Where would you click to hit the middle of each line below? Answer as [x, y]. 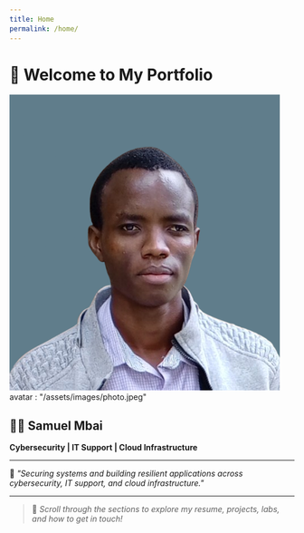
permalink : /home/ [44, 29]
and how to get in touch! [77, 519]
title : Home [32, 19]
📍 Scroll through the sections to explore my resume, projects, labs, [156, 509]
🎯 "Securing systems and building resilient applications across [126, 474]
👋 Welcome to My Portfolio [111, 75]
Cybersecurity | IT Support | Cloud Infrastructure [104, 448]
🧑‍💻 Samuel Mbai [56, 426]
